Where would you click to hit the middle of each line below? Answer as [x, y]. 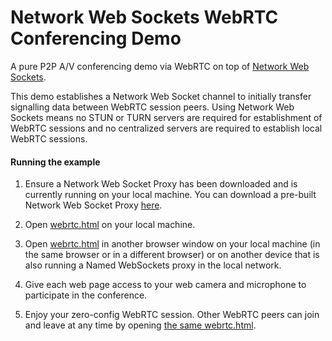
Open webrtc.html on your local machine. [110, 225]
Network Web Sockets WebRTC [144, 17]
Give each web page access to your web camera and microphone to [165, 285]
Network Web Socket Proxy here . [93, 205]
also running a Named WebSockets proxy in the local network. [153, 265]
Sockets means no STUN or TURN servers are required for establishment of [166, 117]
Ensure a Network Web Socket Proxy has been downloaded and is [161, 184]
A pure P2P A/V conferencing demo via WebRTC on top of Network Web [160, 66]
